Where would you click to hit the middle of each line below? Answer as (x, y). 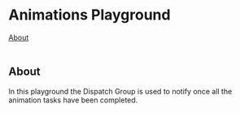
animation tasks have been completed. (73, 100)
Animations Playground (89, 15)
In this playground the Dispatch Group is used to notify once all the (120, 91)
